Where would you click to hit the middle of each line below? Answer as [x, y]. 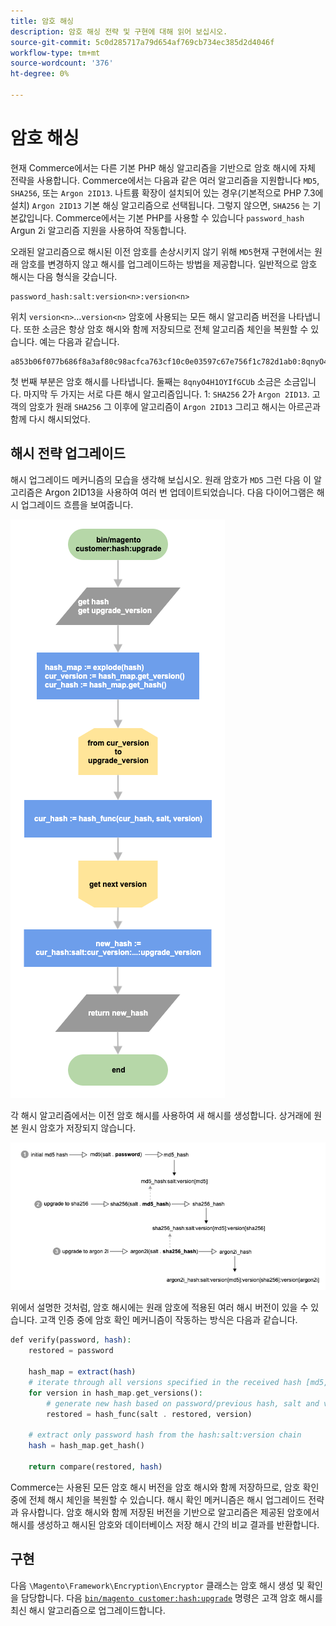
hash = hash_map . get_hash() [86, 1446]
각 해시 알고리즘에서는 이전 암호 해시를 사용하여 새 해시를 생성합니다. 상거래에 [161, 1115]
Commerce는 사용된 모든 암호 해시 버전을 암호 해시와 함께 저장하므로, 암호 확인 [165, 1487]
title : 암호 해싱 [42, 21]
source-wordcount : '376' [62, 63]
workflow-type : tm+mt [55, 53]
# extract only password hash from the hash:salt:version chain [165, 1435]
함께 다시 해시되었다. [50, 419]
